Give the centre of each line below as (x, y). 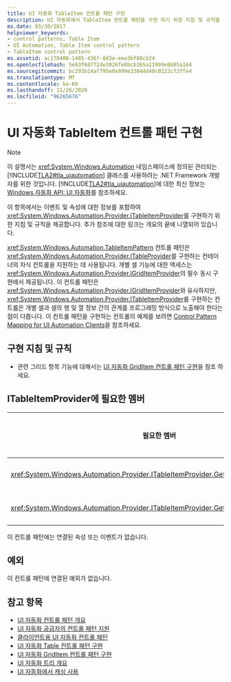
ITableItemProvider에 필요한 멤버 (76, 399)
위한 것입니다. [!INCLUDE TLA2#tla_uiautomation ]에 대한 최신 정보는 (113, 184)
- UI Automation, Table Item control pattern (73, 45)
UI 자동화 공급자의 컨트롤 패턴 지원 (63, 629)
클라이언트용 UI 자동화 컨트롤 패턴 (63, 637)
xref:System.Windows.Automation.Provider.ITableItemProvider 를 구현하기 (110, 215)
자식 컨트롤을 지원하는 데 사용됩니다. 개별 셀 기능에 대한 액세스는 (106, 264)
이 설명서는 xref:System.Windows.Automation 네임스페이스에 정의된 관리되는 (112, 167)
